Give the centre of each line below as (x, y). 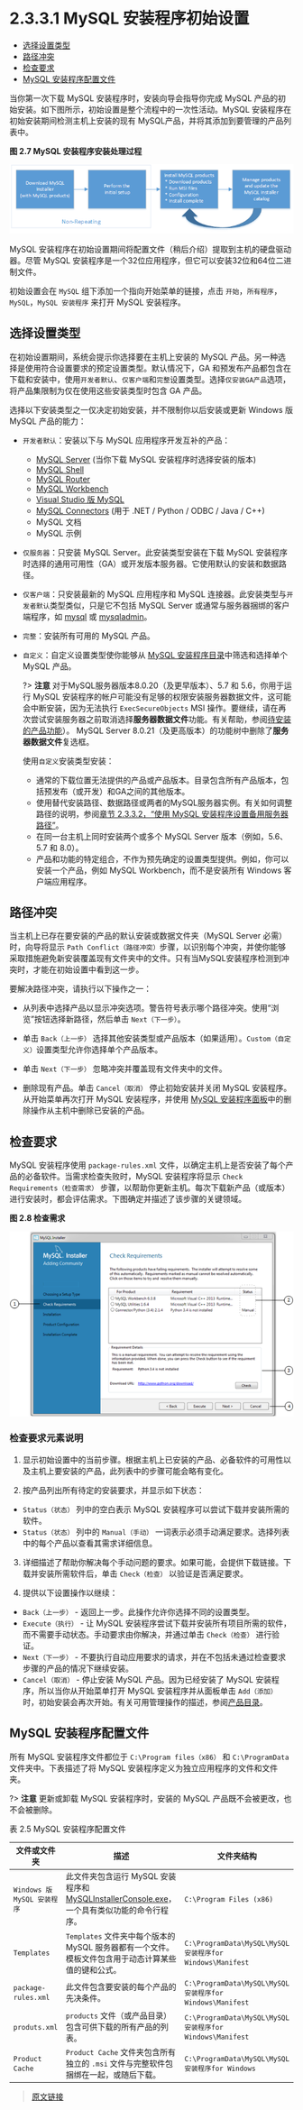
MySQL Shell (60, 469)
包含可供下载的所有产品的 (113, 2027)
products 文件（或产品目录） (118, 2015)
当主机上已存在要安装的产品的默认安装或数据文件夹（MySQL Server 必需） (148, 936)
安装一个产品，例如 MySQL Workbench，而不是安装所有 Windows (159, 870)
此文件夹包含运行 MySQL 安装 (121, 1876)
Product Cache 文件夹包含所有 (120, 2052)
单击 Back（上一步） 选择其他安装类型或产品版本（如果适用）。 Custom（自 (153, 1039)
